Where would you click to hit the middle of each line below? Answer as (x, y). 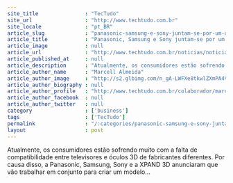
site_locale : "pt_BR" (60, 26)
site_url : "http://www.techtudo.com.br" (93, 20)
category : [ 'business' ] (68, 111)
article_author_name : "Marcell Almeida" (76, 72)
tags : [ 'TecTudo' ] (67, 117)
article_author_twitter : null (55, 104)
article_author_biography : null (55, 85)
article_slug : (48, 33)
